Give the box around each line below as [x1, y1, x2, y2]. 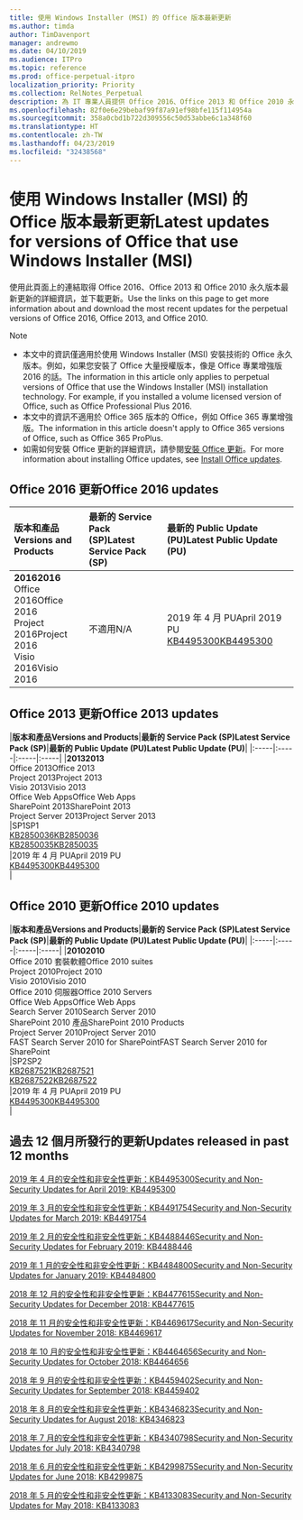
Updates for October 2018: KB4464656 [41, 1356, 189, 1367]
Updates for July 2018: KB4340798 [9, 1442, 141, 1453]
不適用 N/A [88, 623, 133, 636]
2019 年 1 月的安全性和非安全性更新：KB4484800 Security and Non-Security [9, 1259, 293, 1270]
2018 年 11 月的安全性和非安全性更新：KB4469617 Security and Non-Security [9, 1317, 294, 1328]
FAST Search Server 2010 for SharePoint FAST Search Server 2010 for [9, 1036, 268, 1047]
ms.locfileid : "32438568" [9, 147, 106, 156]
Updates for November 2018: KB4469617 [9, 1327, 162, 1338]
